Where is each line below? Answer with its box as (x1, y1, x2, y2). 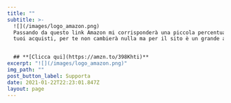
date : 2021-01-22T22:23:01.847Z (7, 79, 100, 86)
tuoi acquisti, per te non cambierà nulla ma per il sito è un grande (13, 35, 220, 42)
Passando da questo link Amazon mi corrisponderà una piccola (13, 29, 195, 36)
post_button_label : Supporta (7, 72, 91, 79)
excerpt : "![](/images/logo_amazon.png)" (7, 60, 128, 67)
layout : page (7, 85, 45, 92)
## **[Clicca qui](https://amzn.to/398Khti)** (13, 54, 149, 61)
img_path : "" (7, 66, 45, 73)
